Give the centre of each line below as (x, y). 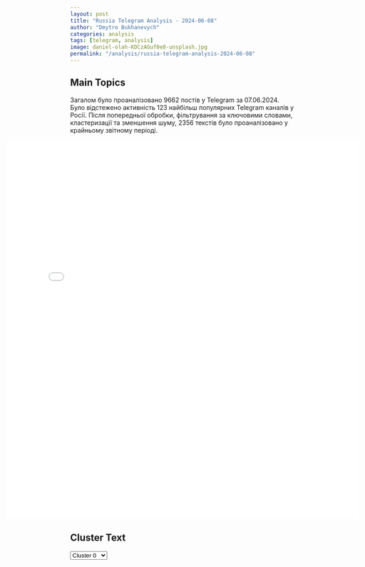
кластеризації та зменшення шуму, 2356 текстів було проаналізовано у (179, 123)
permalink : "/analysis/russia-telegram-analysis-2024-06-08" (163, 54)
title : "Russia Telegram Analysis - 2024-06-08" (144, 21)
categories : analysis (102, 34)
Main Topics (98, 83)
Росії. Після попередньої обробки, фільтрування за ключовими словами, (181, 115)
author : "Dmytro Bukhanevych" (115, 27)
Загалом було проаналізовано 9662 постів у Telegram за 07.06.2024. (175, 100)
